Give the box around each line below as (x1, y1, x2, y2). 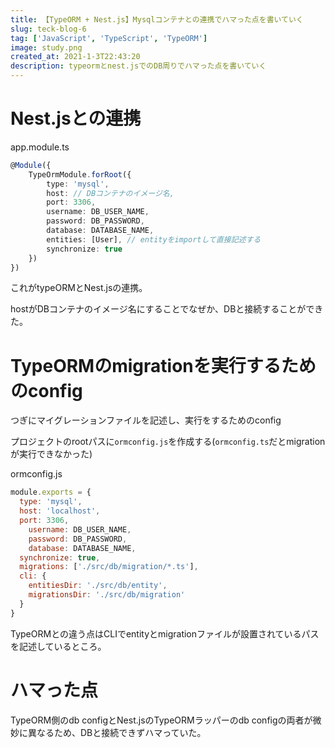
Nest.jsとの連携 (10, 107, 142, 130)
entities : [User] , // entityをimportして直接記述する (46, 234, 262, 245)
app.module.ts (10, 141, 70, 153)
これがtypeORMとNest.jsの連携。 (10, 282, 148, 294)
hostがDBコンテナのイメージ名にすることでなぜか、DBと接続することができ (10, 303, 324, 315)
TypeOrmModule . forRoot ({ (28, 169, 132, 180)
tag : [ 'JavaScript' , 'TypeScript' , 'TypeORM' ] (10, 33, 208, 43)
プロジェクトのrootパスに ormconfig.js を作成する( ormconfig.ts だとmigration (10, 436, 326, 448)
